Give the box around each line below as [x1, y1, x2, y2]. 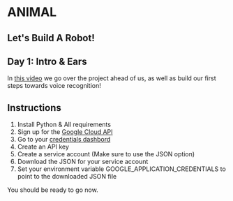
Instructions [7, 102, 61, 114]
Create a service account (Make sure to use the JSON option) [17, 150, 195, 158]
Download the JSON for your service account [17, 158, 149, 166]
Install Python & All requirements [17, 120, 112, 129]
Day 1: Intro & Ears [7, 55, 87, 67]
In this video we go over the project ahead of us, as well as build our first [7, 74, 216, 82]
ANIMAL [7, 4, 57, 20]
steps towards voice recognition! [7, 82, 101, 90]
